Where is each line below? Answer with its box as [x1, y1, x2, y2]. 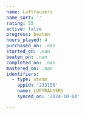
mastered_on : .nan [6, 65, 53, 72]
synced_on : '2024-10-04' [17, 93, 80, 99]
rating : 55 [6, 20, 34, 26]
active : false [6, 25, 42, 32]
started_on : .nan [6, 49, 50, 55]
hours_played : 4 [6, 37, 47, 43]
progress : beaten [6, 32, 50, 38]
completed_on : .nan [6, 59, 56, 65]
